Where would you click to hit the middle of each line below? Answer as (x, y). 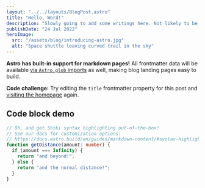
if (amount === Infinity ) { (48, 151)
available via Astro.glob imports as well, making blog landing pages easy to (101, 70)
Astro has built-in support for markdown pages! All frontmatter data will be (102, 63)
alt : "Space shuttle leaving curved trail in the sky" (83, 46)
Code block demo (41, 114)
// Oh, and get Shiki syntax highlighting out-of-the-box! (83, 128)
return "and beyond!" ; (46, 156)
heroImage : (20, 35)
